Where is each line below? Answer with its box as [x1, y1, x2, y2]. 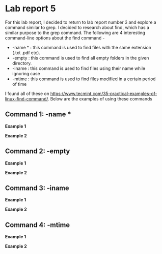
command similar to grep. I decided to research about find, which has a [5, 24, 150, 30]
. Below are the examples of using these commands [48, 95, 153, 101]
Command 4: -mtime [5, 221, 70, 229]
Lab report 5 [5, 3, 56, 14]
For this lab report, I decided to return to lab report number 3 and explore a [5, 19, 156, 25]
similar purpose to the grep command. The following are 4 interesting [5, 30, 146, 35]
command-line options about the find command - [5, 35, 105, 41]
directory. [12, 60, 32, 66]
